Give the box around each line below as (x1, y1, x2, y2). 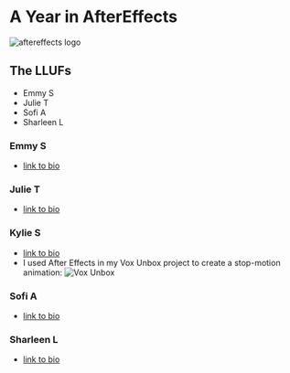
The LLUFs (9, 63, 71, 79)
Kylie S (9, 227, 41, 240)
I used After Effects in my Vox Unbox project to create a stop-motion (22, 257, 281, 268)
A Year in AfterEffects (9, 6, 178, 27)
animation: (22, 267, 63, 278)
